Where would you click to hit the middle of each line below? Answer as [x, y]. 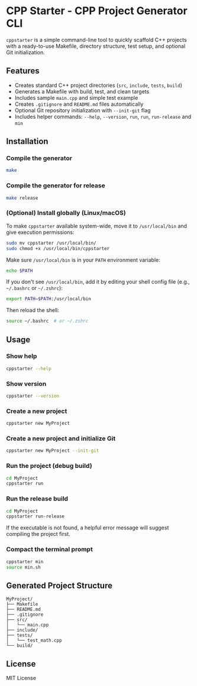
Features [23, 71]
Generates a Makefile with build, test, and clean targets [82, 91]
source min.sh [24, 567]
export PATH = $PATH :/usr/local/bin [49, 299]
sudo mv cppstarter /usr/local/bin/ [51, 243]
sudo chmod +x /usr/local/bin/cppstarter [58, 248]
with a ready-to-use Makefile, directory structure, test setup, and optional [96, 46]
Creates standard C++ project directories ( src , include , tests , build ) [98, 85]
